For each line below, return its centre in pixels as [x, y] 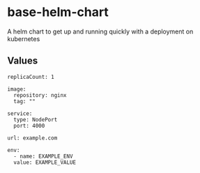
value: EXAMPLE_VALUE [45, 162]
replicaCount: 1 [31, 77]
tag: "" [25, 101]
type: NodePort [36, 119]
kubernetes [24, 38]
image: [17, 89]
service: [20, 113]
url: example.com [32, 138]
